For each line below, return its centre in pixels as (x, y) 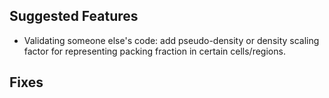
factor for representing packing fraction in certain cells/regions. (154, 51)
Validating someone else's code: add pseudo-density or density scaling (171, 40)
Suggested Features (74, 16)
